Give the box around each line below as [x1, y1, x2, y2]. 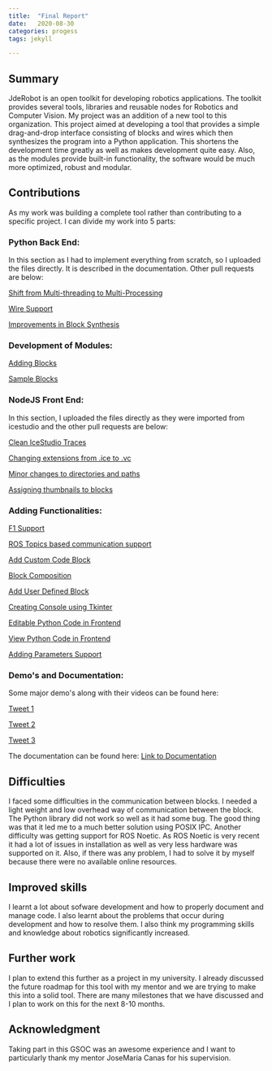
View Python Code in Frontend [8, 633, 111, 643]
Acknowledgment [8, 1022, 101, 1037]
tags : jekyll [8, 34, 53, 43]
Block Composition [8, 571, 71, 581]
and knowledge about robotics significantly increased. [8, 928, 191, 938]
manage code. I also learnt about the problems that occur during [8, 910, 225, 920]
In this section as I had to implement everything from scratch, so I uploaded [8, 255, 261, 265]
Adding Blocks [8, 359, 58, 368]
